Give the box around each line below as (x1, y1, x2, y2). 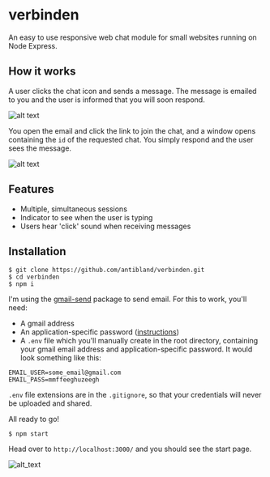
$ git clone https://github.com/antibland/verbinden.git (8, 266, 205, 275)
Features (8, 182, 54, 196)
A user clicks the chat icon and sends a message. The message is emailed (8, 86, 257, 96)
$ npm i (8, 280, 35, 288)
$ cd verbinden (8, 273, 60, 281)
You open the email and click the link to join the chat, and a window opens (8, 126, 256, 135)
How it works (8, 65, 76, 79)
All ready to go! (8, 415, 59, 424)
